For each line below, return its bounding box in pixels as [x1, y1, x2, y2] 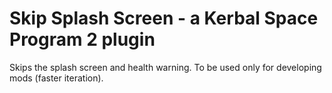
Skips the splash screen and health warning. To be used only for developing [9, 61, 322, 73]
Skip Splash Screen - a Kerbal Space [9, 7, 319, 30]
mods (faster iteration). [9, 72, 104, 84]
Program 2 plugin [9, 28, 156, 51]
